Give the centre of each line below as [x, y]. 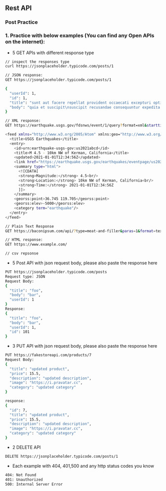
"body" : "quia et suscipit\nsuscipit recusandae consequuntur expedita [85, 107]
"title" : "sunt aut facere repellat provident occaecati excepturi [81, 103]
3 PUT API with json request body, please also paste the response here [84, 346]
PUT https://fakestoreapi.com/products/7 [48, 355]
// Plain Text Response [30, 226]
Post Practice [21, 22]
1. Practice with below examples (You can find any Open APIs [80, 36]
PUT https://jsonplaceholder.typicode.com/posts [56, 272]
